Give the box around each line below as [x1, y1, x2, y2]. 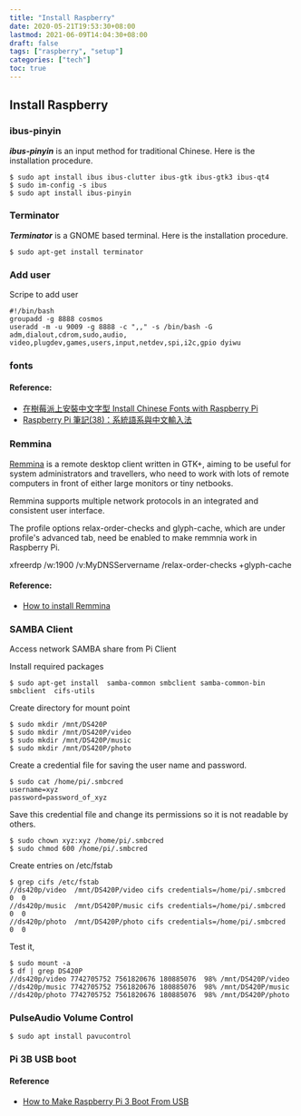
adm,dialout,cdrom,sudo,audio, [9, 330, 128, 340]
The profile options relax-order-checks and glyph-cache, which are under [9, 523, 286, 534]
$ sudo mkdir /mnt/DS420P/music [9, 736, 131, 745]
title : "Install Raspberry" [9, 13, 116, 23]
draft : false [9, 38, 59, 48]
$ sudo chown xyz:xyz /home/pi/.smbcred [9, 837, 165, 846]
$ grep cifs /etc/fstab [9, 877, 100, 887]
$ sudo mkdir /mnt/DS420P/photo [9, 744, 131, 753]
